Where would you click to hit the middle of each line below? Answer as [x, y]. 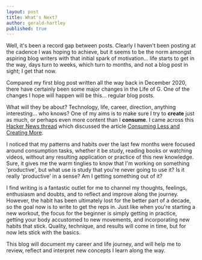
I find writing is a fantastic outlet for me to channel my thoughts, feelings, [97, 188]
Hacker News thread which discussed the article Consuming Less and [93, 126]
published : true [26, 29]
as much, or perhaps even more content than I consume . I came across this [100, 120]
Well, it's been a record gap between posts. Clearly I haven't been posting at [101, 46]
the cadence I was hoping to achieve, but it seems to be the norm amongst [99, 52]
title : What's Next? [32, 17]
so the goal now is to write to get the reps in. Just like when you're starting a [101, 207]
